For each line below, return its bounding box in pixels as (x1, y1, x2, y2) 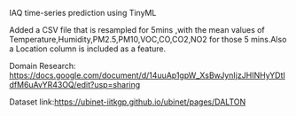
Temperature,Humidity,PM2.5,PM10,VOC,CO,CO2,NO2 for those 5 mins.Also (9, 35, 287, 44)
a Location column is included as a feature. (9, 43, 167, 54)
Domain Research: (9, 61, 77, 71)
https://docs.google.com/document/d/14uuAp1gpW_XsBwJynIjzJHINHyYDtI (9, 70, 286, 81)
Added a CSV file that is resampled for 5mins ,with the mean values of (9, 25, 266, 35)
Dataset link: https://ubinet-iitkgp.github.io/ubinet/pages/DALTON (9, 97, 246, 107)
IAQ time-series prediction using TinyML (9, 8, 157, 18)
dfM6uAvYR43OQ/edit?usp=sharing (9, 80, 141, 89)
